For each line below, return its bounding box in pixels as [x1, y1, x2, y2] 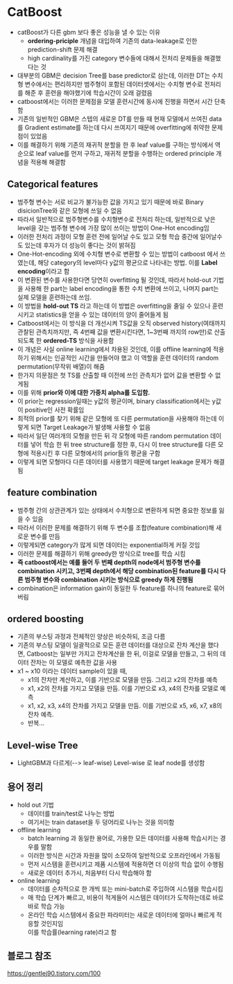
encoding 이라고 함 [17, 267, 70, 275]
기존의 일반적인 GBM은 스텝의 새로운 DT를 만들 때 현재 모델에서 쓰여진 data [17, 114, 222, 123]
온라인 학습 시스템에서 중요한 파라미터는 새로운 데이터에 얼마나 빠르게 [27, 911, 215, 919]
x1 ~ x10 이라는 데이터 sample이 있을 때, [17, 667, 128, 676]
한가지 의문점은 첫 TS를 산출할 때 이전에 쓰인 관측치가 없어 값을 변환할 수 [17, 371, 214, 379]
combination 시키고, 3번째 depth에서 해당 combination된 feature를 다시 [17, 566, 219, 575]
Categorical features [7, 178, 98, 191]
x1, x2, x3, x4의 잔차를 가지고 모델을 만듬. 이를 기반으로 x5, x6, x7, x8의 [27, 701, 223, 710]
